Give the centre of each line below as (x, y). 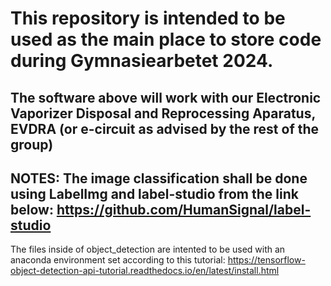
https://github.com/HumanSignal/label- (184, 209)
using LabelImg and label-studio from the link (154, 193)
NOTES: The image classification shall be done (159, 178)
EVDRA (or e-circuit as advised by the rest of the (165, 128)
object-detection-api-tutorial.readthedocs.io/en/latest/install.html (145, 271)
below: (32, 209)
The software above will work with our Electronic (166, 97)
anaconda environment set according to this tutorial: (118, 260)
